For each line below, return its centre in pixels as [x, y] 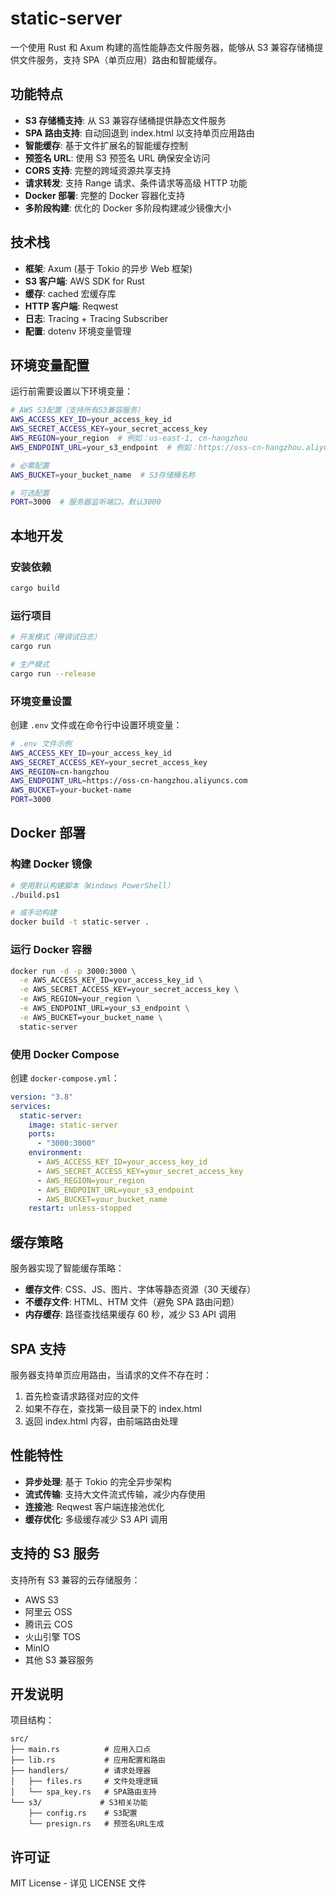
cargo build [35, 588]
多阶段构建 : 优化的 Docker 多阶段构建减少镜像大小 [128, 208]
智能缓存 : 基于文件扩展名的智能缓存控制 [106, 145]
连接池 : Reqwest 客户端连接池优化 [94, 1506]
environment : [55, 1153]
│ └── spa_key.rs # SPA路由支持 [83, 1792]
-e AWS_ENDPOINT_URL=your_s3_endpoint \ [104, 1008]
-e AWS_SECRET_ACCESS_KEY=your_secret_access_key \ [129, 990]
